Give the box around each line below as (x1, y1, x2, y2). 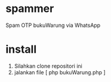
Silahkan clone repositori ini (14, 62, 83, 69)
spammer (5, 2, 54, 16)
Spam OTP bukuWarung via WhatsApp (5, 22, 101, 29)
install (5, 42, 37, 56)
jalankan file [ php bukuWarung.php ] (14, 68, 106, 76)
